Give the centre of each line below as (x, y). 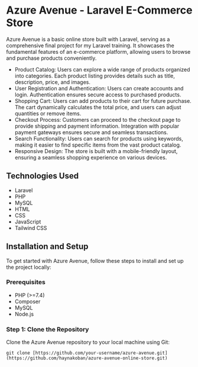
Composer (27, 301)
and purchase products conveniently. (51, 58)
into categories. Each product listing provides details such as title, (95, 76)
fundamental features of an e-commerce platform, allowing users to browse (98, 51)
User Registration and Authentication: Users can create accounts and (99, 88)
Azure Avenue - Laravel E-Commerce (99, 10)
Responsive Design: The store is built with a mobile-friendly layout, (96, 151)
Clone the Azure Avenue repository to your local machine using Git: (88, 342)
